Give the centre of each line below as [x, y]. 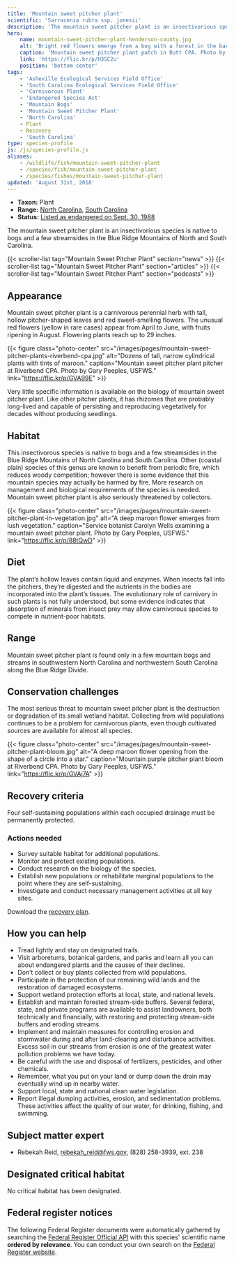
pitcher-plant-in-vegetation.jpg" [53, 518]
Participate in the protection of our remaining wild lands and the [109, 980]
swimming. [33, 1114]
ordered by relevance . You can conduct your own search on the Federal [111, 1244]
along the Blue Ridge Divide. [48, 670]
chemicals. [33, 1069]
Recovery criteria [46, 796]
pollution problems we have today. [67, 1054]
